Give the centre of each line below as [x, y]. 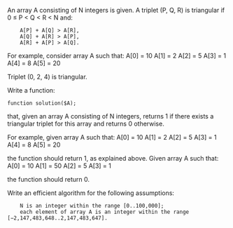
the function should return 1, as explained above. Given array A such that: [113, 158]
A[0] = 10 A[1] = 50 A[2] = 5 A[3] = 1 [59, 166]
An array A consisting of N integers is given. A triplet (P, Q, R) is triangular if [116, 10]
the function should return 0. [48, 179]
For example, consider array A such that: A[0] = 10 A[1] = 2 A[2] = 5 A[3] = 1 [116, 56]
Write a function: [31, 90]
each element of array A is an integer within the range [105, 212]
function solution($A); [42, 103]
